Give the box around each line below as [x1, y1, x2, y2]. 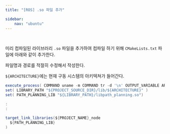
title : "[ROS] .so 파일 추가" [5, 7, 65, 13]
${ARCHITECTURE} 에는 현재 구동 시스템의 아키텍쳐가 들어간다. [5, 73, 124, 79]
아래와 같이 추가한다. [14, 51, 56, 58]
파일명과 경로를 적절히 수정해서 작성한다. [5, 62, 85, 69]
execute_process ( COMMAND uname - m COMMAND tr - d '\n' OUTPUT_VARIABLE [5, 83, 159, 88]
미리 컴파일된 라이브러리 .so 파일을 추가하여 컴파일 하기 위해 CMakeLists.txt [5, 45, 157, 51]
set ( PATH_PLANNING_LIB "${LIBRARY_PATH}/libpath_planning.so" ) [5, 93, 144, 98]
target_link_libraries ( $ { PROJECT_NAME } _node [5, 115, 101, 120]
